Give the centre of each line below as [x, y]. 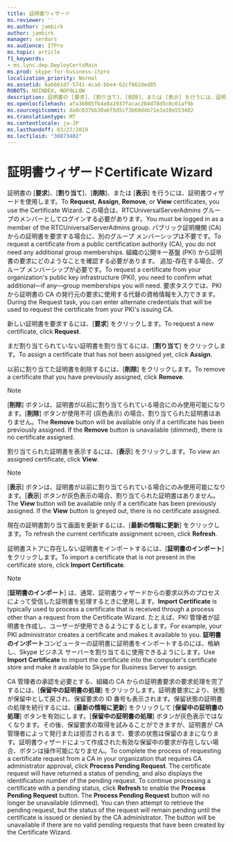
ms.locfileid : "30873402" [44, 136]
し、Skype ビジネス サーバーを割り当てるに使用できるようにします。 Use [111, 652]
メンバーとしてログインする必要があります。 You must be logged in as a [121, 219]
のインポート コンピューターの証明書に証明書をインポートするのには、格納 [113, 643]
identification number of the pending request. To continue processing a [109, 781]
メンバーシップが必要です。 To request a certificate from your [114, 270]
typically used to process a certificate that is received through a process [111, 609]
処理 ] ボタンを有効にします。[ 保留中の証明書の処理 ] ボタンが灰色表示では [112, 716]
